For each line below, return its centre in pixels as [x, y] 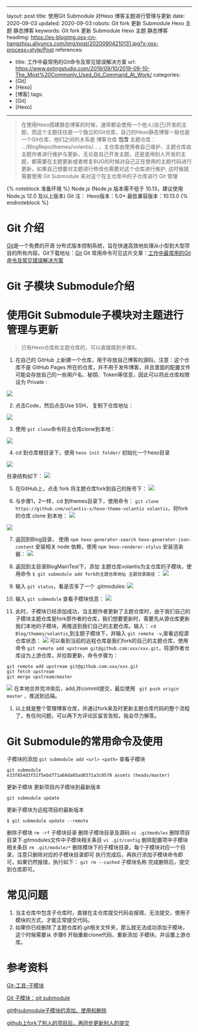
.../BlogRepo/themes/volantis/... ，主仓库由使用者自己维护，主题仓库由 [106, 147]
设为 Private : [31, 382]
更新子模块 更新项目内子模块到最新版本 [54, 787]
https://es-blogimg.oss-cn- [64, 37]
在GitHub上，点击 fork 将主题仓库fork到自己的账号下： [81, 489]
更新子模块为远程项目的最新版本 [45, 810]
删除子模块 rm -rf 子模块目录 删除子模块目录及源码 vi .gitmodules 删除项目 [98, 832]
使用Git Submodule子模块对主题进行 [95, 315]
